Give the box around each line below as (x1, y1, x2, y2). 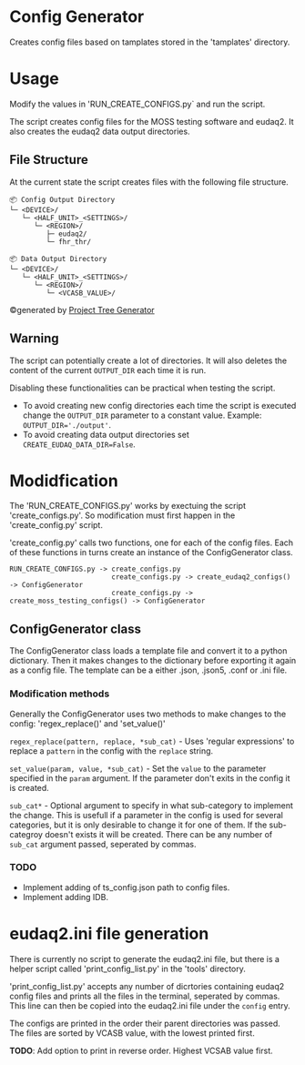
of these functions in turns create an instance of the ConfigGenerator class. (9, 547, 293, 558)
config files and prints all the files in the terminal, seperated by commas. (9, 990, 280, 1001)
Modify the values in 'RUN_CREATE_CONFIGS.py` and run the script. (9, 98, 266, 109)
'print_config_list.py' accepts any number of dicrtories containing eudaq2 (9, 980, 285, 991)
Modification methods (9, 687, 110, 700)
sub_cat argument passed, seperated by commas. (9, 838, 197, 849)
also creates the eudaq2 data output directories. (9, 126, 190, 137)
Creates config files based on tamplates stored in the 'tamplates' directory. (9, 36, 290, 47)
